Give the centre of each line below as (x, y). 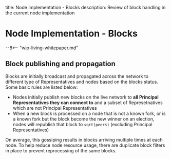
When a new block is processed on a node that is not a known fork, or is (89, 113)
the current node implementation (40, 13)
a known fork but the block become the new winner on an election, (83, 119)
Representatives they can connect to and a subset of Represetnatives (88, 103)
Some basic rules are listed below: (42, 87)
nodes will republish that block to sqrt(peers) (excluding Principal (82, 124)
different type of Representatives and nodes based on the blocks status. (82, 82)
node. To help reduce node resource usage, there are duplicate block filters (85, 145)
